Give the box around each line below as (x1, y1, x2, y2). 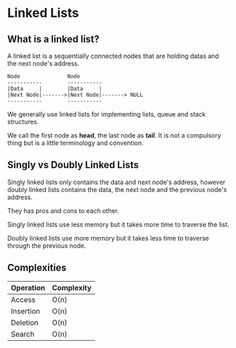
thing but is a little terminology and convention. (7, 139, 144, 147)
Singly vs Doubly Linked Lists (7, 159, 139, 171)
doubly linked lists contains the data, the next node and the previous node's (7, 185, 228, 193)
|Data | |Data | (7, 85, 102, 92)
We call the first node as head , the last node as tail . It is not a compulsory (7, 131, 222, 139)
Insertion (11, 306, 40, 316)
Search (11, 329, 35, 339)
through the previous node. (7, 241, 87, 250)
